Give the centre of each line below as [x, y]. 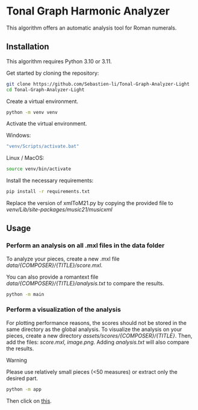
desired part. [22, 378]
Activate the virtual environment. [47, 124]
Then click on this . [29, 401]
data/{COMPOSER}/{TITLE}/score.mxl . [54, 265]
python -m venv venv [32, 112]
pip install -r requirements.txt [48, 192]
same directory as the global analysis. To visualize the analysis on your [94, 329]
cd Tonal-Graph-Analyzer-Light [45, 90]
